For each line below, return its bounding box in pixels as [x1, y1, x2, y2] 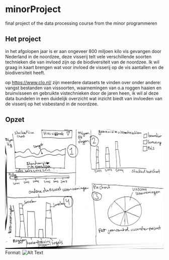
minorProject [5, 4, 61, 15]
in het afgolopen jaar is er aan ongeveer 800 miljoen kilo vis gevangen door [5, 48, 162, 54]
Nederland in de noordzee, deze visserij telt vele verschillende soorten [5, 53, 152, 59]
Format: [5, 249, 22, 255]
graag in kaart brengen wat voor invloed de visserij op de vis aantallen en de [5, 64, 164, 70]
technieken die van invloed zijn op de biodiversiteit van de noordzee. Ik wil [5, 59, 159, 65]
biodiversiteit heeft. [5, 70, 45, 76]
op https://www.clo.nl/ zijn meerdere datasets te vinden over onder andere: [5, 79, 161, 85]
